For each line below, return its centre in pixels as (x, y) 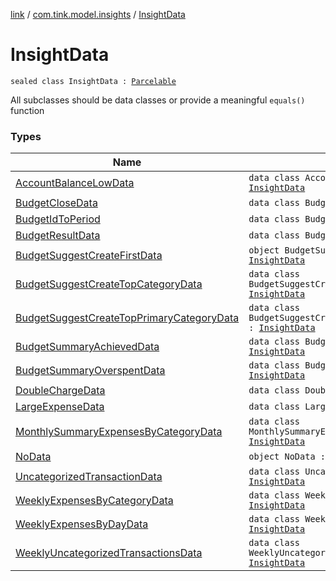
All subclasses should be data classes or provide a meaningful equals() (158, 100)
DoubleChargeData (60, 391)
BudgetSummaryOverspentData (90, 371)
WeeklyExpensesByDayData (82, 524)
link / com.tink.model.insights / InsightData (98, 14)
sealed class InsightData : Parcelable (93, 81)
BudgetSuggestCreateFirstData (89, 256)
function (27, 110)
